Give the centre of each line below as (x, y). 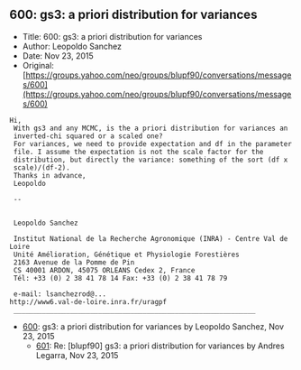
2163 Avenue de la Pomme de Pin (74, 262)
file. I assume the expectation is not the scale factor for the (138, 152)
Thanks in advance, (50, 175)
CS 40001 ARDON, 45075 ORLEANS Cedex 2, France (104, 270)
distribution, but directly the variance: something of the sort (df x (150, 160)
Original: (38, 65)
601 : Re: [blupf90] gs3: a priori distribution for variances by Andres (160, 346)
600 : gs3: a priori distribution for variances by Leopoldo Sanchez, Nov (153, 326)
